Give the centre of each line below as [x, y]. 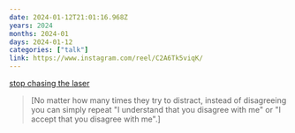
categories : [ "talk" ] [49, 50]
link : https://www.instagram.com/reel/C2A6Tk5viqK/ [106, 58]
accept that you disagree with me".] [95, 119]
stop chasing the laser [49, 83]
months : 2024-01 [39, 33]
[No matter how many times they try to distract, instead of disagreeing [159, 100]
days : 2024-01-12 [41, 42]
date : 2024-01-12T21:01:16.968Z [68, 17]
